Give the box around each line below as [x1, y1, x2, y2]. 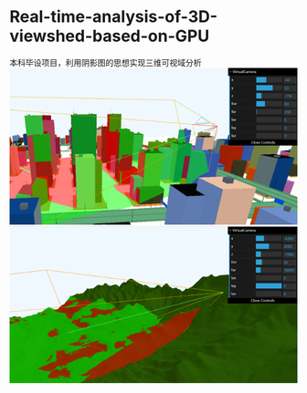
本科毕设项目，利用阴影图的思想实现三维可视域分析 [9, 57, 202, 67]
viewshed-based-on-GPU [9, 26, 210, 47]
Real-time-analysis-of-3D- [9, 6, 217, 27]
